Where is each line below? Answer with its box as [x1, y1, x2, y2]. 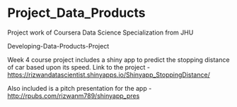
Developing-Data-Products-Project [7, 42, 110, 50]
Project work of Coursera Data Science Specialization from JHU [7, 28, 194, 37]
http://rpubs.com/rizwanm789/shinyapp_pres [7, 92, 140, 100]
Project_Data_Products [7, 5, 146, 21]
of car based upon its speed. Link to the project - [7, 63, 151, 71]
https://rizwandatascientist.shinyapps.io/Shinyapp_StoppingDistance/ [7, 70, 210, 79]
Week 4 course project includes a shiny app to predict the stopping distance [7, 55, 230, 64]
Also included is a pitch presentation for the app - [7, 84, 152, 92]
